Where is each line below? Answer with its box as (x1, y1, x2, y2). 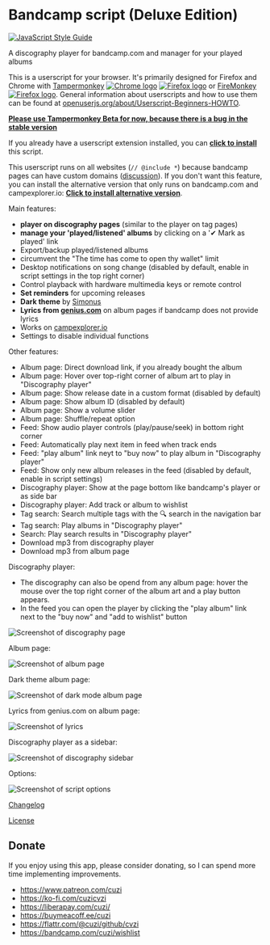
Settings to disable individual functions (19, 331, 149, 340)
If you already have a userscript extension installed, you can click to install (8, 137, 257, 147)
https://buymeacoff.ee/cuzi (19, 910, 111, 920)
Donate (8, 839, 46, 853)
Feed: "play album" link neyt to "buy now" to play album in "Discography (19, 448, 261, 458)
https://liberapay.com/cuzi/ (19, 901, 110, 911)
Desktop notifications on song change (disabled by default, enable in (19, 262, 249, 272)
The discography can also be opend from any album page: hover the (19, 577, 248, 587)
